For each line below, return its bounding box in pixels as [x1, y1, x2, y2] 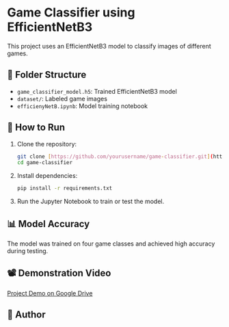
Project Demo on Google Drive [7, 289, 93, 297]
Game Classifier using [7, 5, 135, 21]
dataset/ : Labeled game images [16, 94, 108, 103]
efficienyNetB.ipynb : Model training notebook [16, 101, 148, 110]
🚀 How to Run [7, 122, 66, 133]
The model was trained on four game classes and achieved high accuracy [7, 239, 215, 248]
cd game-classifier [16, 159, 73, 166]
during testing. [7, 247, 49, 254]
